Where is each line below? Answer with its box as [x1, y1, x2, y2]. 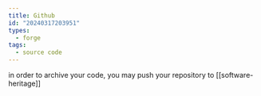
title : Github [8, 11, 56, 20]
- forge [15, 33, 42, 42]
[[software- [216, 71, 254, 79]
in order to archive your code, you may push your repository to [8, 71, 215, 79]
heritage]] [8, 79, 42, 88]
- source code [15, 48, 62, 56]
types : [8, 26, 30, 34]
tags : [8, 41, 26, 49]
